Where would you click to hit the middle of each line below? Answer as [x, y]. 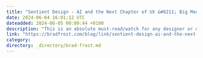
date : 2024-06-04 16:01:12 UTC [46, 18]
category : [19, 40]
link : [13, 34]
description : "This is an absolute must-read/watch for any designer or [100, 29]
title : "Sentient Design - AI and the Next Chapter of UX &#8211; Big [97, 12]
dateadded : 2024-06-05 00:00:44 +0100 [55, 23]
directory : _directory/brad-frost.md [54, 46]
